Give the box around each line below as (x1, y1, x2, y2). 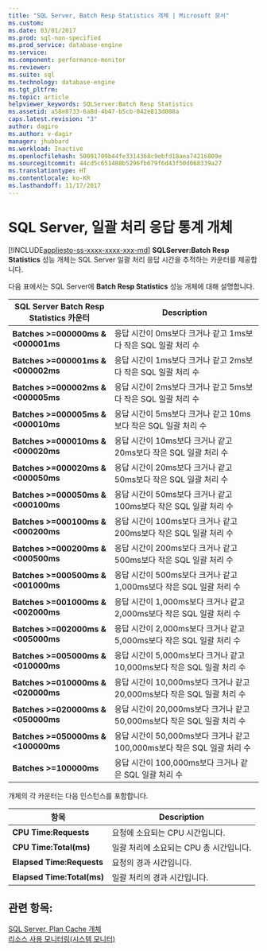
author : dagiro (8, 122, 59, 130)
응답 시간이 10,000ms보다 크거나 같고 (114, 677, 250, 688)
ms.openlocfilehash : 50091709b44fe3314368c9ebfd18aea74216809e (8, 152, 222, 160)
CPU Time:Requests (12, 826, 90, 837)
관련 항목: (8, 902, 53, 915)
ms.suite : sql (8, 71, 56, 79)
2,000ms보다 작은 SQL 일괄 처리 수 (114, 607, 241, 619)
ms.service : (8, 49, 48, 56)
